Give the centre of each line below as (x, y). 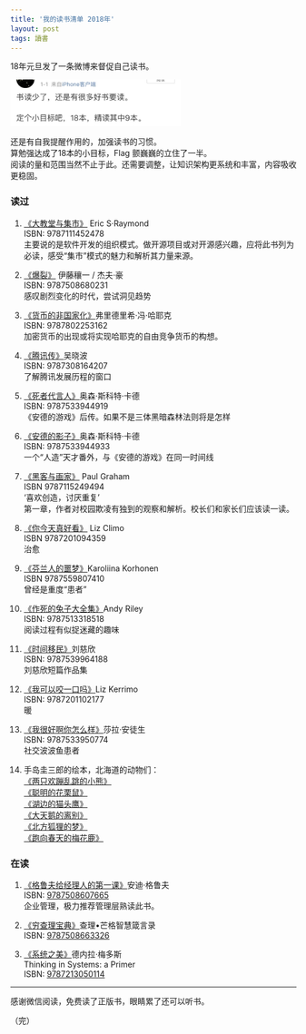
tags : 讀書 (30, 38)
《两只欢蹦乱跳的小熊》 (67, 781)
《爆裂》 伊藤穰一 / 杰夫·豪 (73, 275)
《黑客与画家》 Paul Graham (77, 476)
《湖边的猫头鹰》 (55, 803)
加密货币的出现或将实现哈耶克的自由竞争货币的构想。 (123, 336)
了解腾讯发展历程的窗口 (67, 376)
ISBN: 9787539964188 (65, 659)
